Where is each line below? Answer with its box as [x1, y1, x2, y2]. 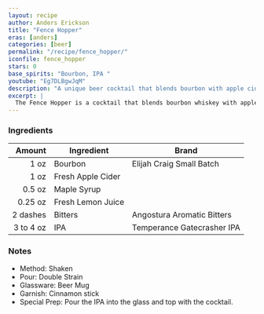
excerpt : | [8, 92, 44, 100]
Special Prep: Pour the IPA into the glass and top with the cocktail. [19, 297, 233, 306]
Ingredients [8, 125, 53, 136]
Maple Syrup [53, 184, 101, 195]
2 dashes [12, 210, 47, 221]
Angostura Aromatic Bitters [132, 210, 232, 221]
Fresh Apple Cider [53, 171, 121, 182]
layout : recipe [8, 11, 58, 20]
